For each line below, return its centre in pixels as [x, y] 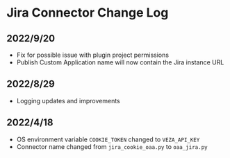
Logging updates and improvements [68, 100]
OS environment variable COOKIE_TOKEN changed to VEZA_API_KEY [108, 139]
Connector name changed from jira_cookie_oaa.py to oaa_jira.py [112, 146]
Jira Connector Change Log [88, 13]
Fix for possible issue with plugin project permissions [93, 55]
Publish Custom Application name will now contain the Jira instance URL [120, 62]
